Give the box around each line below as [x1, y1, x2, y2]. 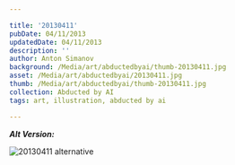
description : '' [9, 46, 70, 55]
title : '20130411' [9, 21, 78, 30]
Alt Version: [9, 128, 56, 139]
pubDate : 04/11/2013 [9, 29, 87, 39]
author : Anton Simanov [9, 55, 94, 64]
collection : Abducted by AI [9, 87, 115, 97]
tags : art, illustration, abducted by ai [9, 96, 167, 105]
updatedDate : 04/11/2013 [9, 38, 102, 47]
